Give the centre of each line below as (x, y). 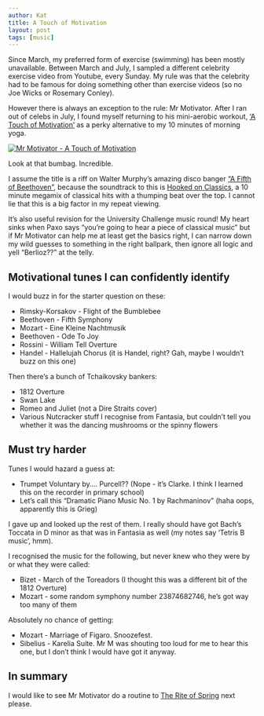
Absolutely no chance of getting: (61, 619)
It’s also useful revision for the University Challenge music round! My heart (129, 219)
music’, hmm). (31, 541)
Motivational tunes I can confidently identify (119, 277)
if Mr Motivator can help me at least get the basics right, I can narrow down (130, 236)
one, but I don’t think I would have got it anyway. (98, 652)
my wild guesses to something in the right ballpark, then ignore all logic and (130, 244)
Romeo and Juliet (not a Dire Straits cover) (88, 408)
